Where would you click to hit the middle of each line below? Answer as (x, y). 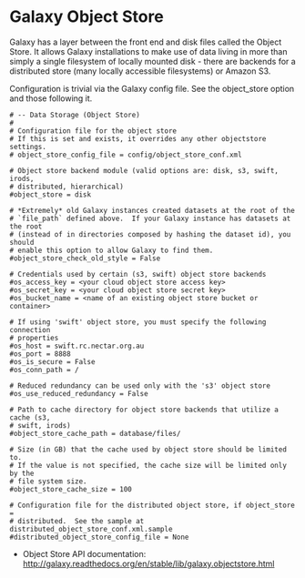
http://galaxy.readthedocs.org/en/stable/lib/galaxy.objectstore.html (148, 563)
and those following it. (51, 98)
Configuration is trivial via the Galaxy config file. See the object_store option (152, 88)
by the (22, 473)
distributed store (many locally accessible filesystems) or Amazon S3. (140, 71)
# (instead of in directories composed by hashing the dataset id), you (150, 234)
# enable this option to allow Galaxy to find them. (112, 250)
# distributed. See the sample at (77, 521)
